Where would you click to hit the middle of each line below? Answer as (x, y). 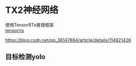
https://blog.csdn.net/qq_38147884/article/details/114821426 (68, 40)
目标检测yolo (25, 57)
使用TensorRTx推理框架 (30, 25)
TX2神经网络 (32, 10)
